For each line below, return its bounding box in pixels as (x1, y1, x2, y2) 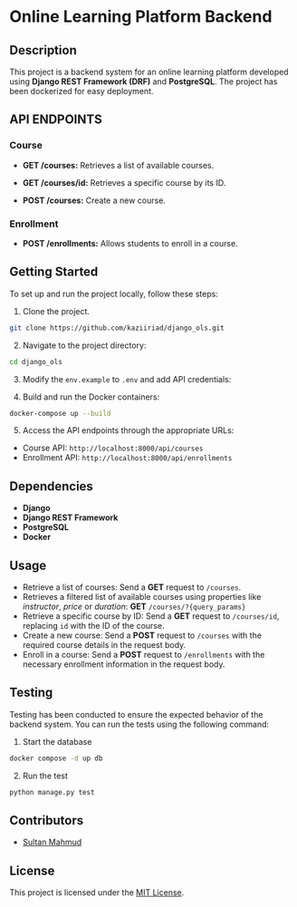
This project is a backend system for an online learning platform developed (9, 66, 289, 77)
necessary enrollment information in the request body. (22, 659, 225, 670)
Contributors (9, 813, 84, 828)
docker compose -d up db (9, 754, 103, 763)
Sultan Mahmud (22, 836, 82, 848)
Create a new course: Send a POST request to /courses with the (22, 630, 263, 641)
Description (9, 43, 77, 58)
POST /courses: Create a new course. (22, 195, 166, 206)
